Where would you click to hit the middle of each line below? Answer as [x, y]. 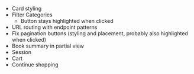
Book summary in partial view [48, 46]
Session [21, 52]
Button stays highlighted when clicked [67, 21]
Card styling [27, 9]
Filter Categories [32, 15]
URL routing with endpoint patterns [54, 27]
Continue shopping [35, 65]
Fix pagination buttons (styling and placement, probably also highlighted [100, 33]
